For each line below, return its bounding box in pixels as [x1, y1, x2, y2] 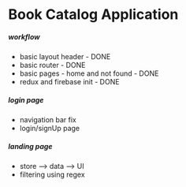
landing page [8, 141, 53, 151]
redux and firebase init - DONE [19, 77, 120, 87]
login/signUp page [19, 124, 80, 133]
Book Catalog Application [8, 6, 179, 24]
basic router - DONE [19, 61, 86, 70]
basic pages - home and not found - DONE [19, 69, 159, 78]
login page [8, 95, 44, 104]
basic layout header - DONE [19, 52, 111, 62]
